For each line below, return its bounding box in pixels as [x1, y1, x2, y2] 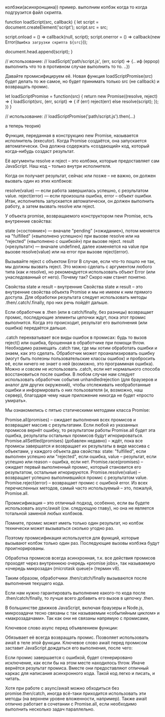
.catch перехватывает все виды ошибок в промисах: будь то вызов [5, 335, 147, 340]
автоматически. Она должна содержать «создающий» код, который [5, 143, 150, 149]
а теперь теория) [5, 123, 41, 129]
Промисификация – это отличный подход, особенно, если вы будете [5, 500, 150, 506]
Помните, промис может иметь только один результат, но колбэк [5, 520, 144, 526]
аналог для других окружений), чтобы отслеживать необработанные [5, 382, 151, 387]
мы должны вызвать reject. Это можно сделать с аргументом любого [5, 264, 152, 269]
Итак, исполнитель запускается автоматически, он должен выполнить [5, 198, 154, 204]
